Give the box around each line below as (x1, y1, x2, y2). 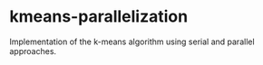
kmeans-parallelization (9, 6, 189, 27)
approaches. (9, 45, 57, 56)
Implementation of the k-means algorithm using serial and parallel (9, 36, 256, 47)
